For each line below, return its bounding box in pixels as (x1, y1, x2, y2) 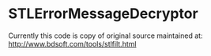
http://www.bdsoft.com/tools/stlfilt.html (8, 39, 137, 48)
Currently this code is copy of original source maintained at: (8, 31, 203, 40)
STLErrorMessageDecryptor (8, 5, 199, 23)
